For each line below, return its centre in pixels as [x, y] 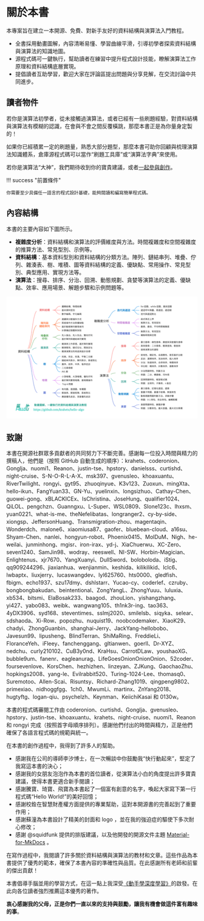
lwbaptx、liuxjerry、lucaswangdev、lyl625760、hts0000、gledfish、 [93, 575]
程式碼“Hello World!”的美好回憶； [57, 797]
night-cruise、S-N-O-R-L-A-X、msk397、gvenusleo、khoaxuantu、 [92, 476]
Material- [178, 835]
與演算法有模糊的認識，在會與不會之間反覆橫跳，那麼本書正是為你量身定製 [99, 126]
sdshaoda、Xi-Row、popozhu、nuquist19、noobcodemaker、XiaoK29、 [98, 621]
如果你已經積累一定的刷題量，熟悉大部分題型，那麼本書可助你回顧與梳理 [97, 146]
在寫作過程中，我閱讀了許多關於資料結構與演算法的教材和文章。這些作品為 [99, 855]
